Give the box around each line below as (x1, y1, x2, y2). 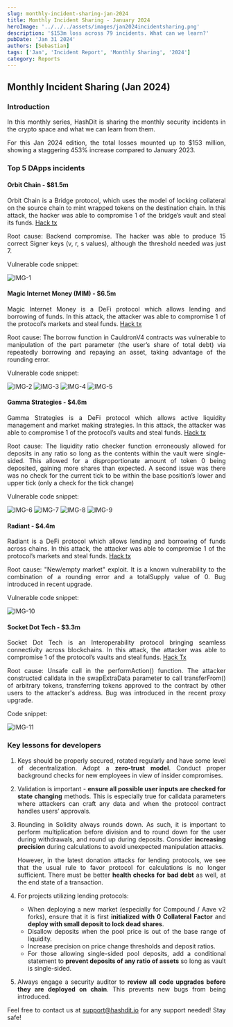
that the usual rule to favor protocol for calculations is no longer (17, 863, 226, 871)
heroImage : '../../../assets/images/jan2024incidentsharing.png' (7, 23, 200, 30)
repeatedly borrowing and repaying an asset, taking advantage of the (7, 348, 226, 356)
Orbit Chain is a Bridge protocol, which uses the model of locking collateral (7, 196, 226, 204)
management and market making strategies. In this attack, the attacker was (7, 421, 226, 429)
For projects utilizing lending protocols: (17, 891, 130, 900)
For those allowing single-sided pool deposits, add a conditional (27, 949, 226, 957)
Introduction (7, 102, 50, 112)
